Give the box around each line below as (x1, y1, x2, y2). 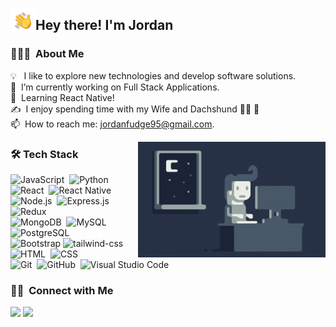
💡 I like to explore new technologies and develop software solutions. (10, 69, 297, 82)
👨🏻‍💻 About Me (10, 47, 85, 61)
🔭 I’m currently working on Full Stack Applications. (10, 81, 220, 93)
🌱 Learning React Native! (10, 91, 115, 103)
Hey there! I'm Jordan (35, 17, 174, 34)
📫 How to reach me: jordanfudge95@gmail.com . (10, 118, 215, 130)
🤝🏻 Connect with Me (10, 283, 114, 297)
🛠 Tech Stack (10, 147, 79, 161)
